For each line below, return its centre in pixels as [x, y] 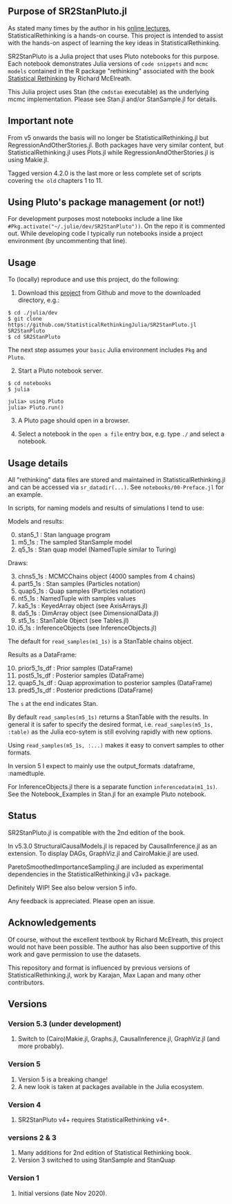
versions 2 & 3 [32, 1137]
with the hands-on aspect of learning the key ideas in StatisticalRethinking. [114, 43]
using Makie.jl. [28, 159]
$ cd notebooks [30, 384]
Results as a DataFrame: [42, 655]
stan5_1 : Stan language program [64, 535]
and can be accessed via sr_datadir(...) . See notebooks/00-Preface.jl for [116, 487]
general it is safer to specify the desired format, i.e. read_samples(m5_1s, [111, 725]
